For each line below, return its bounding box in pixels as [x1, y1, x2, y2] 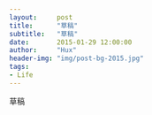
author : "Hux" [9, 46, 77, 55]
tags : [9, 63, 29, 72]
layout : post [9, 12, 73, 22]
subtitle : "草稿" [9, 29, 79, 38]
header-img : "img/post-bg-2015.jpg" [9, 54, 144, 63]
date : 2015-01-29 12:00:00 [9, 37, 133, 47]
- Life [9, 71, 34, 80]
